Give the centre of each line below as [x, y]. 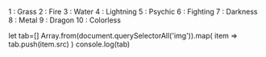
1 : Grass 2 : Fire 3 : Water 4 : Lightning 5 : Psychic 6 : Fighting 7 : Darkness [133, 12]
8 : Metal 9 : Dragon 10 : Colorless [64, 20]
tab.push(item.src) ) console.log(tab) [69, 44]
